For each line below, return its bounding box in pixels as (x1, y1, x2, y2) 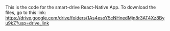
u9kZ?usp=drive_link (5, 20, 50, 26)
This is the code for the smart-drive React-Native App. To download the (5, 4, 156, 10)
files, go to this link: (5, 9, 46, 15)
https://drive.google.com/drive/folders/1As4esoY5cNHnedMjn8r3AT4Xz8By (5, 15, 165, 20)
